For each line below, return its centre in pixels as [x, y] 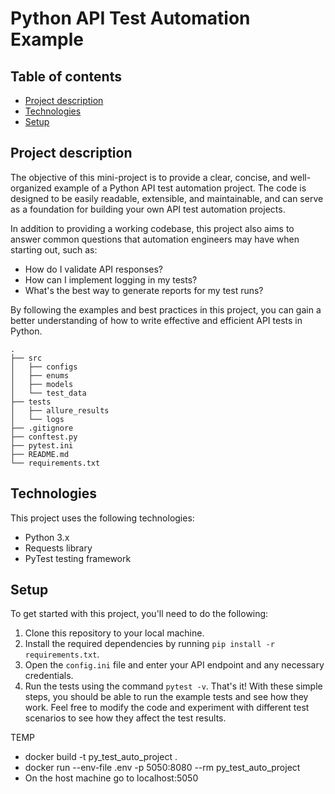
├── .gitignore [42, 428]
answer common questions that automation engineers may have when [155, 239]
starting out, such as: [54, 249]
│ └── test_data [48, 393]
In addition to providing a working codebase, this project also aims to [152, 228]
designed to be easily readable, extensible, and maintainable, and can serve [167, 198]
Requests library [58, 548]
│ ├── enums [40, 375]
